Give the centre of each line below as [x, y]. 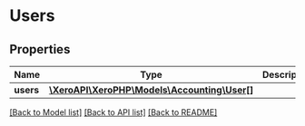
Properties [40, 49]
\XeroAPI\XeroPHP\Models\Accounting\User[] [151, 90]
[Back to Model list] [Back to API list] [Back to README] [113, 112]
